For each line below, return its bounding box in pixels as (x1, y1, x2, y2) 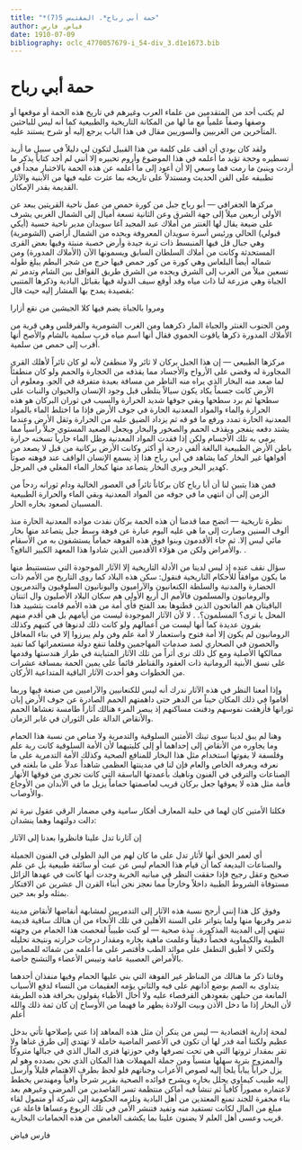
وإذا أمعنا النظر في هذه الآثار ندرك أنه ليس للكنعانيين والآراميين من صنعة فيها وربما (10, 685, 282, 696)
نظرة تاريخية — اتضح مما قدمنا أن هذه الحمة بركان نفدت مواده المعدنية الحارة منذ (10, 516, 283, 526)
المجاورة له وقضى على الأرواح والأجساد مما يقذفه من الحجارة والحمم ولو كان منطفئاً (10, 366, 291, 377)
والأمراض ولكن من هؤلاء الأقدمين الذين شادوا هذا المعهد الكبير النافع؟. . (10, 544, 246, 555)
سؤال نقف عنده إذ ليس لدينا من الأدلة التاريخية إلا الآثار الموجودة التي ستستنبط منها (10, 562, 286, 572)
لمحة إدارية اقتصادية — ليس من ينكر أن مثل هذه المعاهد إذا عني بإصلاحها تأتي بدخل (10, 1027, 287, 1038)
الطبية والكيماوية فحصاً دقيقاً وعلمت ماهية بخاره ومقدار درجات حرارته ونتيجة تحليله (10, 934, 285, 945)
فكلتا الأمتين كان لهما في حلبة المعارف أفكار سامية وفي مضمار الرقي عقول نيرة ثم (10, 805, 286, 816)
